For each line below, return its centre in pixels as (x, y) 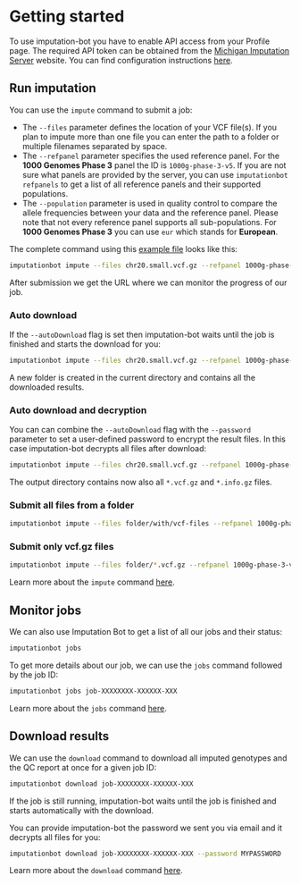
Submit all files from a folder (72, 505)
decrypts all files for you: (55, 837)
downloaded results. (47, 387)
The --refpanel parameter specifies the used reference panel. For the (150, 156)
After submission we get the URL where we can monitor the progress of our (148, 282)
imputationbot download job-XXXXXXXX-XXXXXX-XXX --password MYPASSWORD (145, 854)
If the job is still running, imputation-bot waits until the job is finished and (143, 801)
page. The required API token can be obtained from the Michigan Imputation (150, 50)
